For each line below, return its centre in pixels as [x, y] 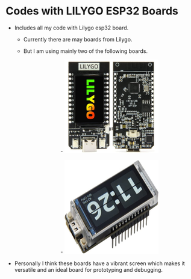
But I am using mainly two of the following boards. [86, 51]
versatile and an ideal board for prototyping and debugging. [89, 269]
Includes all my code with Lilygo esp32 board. [71, 28]
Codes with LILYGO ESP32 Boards [92, 11]
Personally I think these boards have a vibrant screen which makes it [99, 263]
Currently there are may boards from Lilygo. [78, 39]
